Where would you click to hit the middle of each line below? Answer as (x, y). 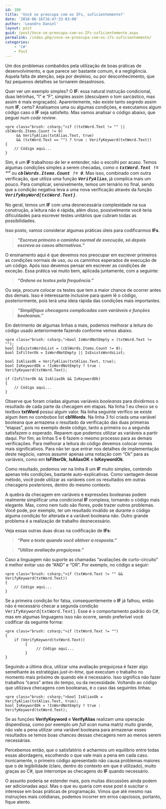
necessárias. (18, 740)
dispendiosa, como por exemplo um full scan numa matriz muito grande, (79, 724)
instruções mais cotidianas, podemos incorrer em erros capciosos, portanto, (83, 797)
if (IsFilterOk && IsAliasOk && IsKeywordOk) (53, 379)
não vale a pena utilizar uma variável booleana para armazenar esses (76, 729)
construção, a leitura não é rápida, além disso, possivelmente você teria (79, 210)
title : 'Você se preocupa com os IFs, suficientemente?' (65, 14)
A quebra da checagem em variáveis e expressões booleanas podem (76, 494)
